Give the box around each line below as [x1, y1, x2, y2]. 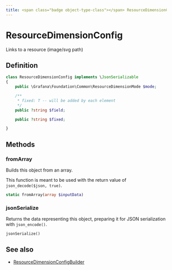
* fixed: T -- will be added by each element [17, 98, 116, 103]
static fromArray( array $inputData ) [6, 192, 84, 197]
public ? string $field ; [15, 108, 66, 113]
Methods [6, 140, 35, 149]
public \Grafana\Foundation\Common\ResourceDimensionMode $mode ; [15, 84, 157, 89]
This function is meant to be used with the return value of [6, 177, 127, 183]
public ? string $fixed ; [15, 117, 66, 122]
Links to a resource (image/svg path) [6, 46, 84, 53]
